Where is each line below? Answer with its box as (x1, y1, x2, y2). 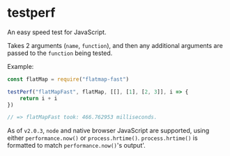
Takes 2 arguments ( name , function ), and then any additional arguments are (7, 41, 223, 49)
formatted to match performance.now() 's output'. (7, 141, 146, 150)
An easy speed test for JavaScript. (7, 28, 107, 36)
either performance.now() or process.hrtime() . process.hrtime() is (7, 134, 198, 142)
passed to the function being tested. (7, 49, 113, 57)
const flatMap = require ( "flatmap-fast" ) (7, 75, 130, 83)
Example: (7, 62, 34, 70)
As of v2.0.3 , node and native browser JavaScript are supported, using (7, 127, 210, 135)
